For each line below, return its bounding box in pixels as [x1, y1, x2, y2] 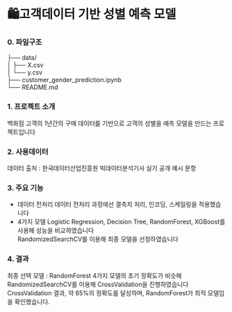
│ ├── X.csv [7, 61, 44, 70]
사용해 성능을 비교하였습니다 [17, 226, 94, 235]
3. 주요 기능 [7, 183, 44, 192]
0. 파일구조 [7, 38, 42, 47]
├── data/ [7, 54, 37, 62]
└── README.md [7, 83, 58, 91]
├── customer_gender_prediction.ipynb [7, 76, 122, 84]
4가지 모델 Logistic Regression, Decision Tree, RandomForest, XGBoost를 [17, 217, 226, 226]
